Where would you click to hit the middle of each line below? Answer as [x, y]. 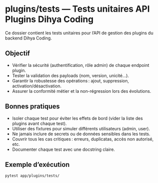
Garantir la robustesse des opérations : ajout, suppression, [70, 81]
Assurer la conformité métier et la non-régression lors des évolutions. [82, 91]
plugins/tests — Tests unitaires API [77, 9]
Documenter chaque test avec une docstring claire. [63, 149]
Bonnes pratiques [32, 107]
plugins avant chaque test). [39, 123]
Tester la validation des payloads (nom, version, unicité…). [70, 75]
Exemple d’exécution [37, 164]
